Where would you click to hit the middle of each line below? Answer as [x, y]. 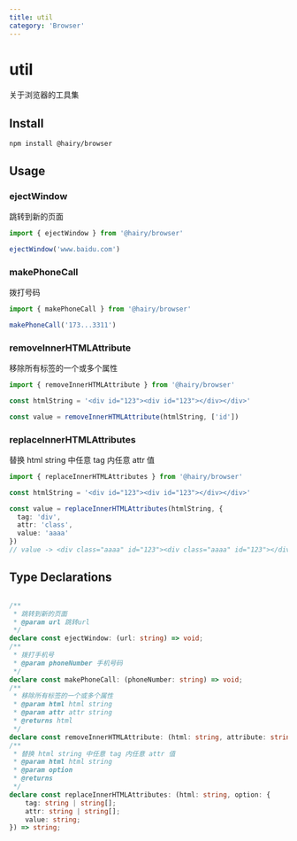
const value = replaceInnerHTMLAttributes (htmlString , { [116, 509]
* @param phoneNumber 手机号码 [68, 663]
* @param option [43, 770]
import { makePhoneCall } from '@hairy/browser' [100, 309]
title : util [31, 17]
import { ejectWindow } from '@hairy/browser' [96, 233]
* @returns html [43, 721]
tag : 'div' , [39, 517]
